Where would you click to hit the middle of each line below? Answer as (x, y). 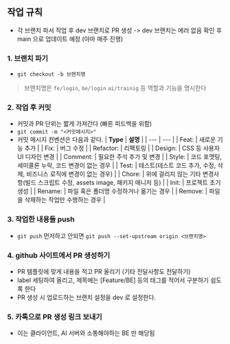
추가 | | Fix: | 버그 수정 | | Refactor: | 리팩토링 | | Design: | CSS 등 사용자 (122, 148)
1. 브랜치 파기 (28, 58)
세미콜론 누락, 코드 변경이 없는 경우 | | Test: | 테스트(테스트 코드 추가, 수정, (116, 165)
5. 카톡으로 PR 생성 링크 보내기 (55, 316)
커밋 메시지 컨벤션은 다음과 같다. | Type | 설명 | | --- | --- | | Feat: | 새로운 (116, 140)
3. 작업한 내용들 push (41, 219)
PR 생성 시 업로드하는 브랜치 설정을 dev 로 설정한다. (87, 297)
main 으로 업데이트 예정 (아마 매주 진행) (70, 39)
